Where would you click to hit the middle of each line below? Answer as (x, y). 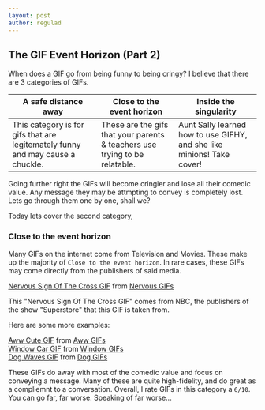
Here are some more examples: (59, 325)
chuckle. (28, 164)
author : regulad (35, 23)
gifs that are (34, 135)
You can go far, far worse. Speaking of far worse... (90, 397)
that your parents (133, 135)
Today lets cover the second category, (71, 216)
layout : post (30, 15)
